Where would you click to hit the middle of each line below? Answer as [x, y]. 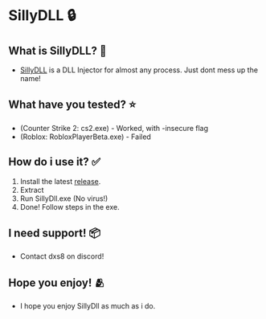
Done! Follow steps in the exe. [70, 207]
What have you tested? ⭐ [72, 105]
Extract [32, 190]
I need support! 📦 [55, 233]
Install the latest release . [60, 181]
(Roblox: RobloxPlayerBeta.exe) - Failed [85, 137]
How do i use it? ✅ [55, 162]
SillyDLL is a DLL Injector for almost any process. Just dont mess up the [139, 70]
